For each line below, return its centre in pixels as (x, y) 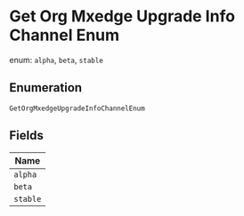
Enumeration (46, 88)
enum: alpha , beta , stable (57, 60)
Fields (27, 136)
